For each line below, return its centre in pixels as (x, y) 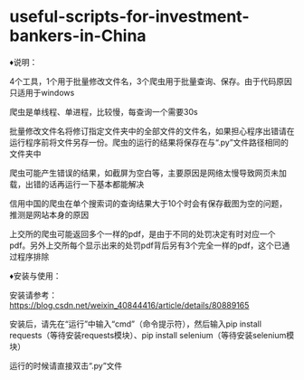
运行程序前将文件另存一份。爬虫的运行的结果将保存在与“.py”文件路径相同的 (149, 142)
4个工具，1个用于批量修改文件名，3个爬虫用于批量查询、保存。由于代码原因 (151, 81)
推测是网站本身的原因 (49, 214)
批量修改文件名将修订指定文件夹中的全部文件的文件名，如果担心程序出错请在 (152, 131)
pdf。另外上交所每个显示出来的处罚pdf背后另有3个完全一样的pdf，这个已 (146, 245)
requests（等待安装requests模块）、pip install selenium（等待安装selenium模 (152, 335)
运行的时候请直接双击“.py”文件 (66, 366)
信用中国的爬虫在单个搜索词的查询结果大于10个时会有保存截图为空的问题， (148, 203)
